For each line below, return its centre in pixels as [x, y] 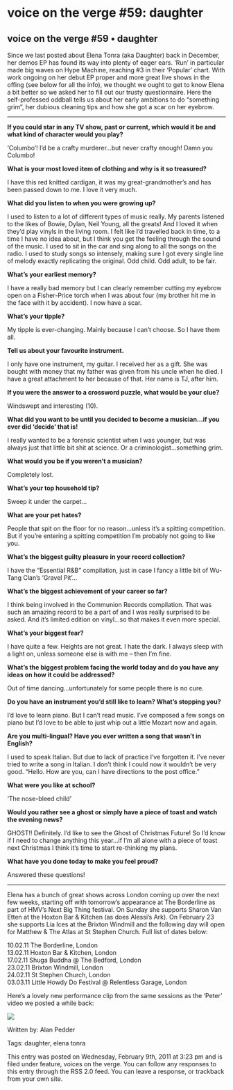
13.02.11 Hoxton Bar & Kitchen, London [62, 953]
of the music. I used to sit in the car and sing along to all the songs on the [112, 246]
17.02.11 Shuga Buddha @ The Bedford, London [74, 960]
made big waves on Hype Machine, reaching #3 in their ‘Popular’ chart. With [116, 70]
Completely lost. [31, 474]
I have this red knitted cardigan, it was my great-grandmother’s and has [109, 182]
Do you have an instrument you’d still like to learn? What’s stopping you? [114, 702]
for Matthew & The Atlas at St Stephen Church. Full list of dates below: [107, 932]
